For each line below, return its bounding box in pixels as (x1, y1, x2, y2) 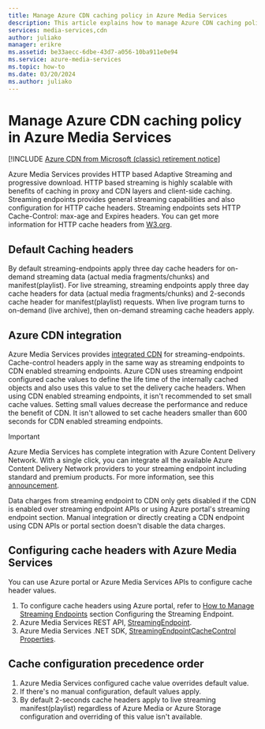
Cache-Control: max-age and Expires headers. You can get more (8, 211, 219, 221)
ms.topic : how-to (8, 63, 65, 71)
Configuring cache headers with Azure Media (8, 544, 237, 557)
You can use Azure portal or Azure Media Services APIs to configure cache (8, 577, 252, 586)
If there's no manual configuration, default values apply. (19, 686, 202, 696)
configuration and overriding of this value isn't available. (19, 712, 203, 721)
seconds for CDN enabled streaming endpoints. (8, 417, 163, 426)
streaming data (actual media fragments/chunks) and (36, 272, 210, 282)
